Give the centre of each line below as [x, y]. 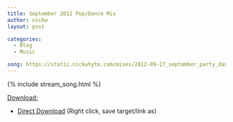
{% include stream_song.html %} [54, 84]
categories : [24, 39]
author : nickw [28, 20]
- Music [25, 52]
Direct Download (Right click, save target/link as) [87, 111]
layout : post [26, 26]
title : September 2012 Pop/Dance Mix [62, 14]
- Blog [23, 46]
